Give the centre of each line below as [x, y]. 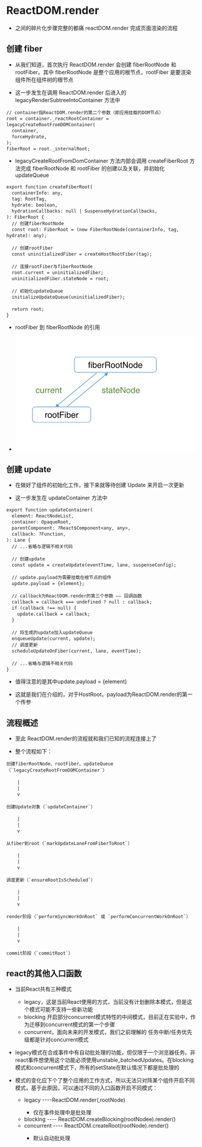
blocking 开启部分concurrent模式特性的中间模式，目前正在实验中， [107, 1017]
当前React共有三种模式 [43, 989]
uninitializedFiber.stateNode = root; [61, 278]
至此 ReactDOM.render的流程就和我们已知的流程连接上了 [86, 739]
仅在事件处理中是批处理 [62, 1113]
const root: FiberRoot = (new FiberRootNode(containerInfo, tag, [96, 229]
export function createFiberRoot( [50, 187]
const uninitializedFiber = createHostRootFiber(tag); [82, 254]
